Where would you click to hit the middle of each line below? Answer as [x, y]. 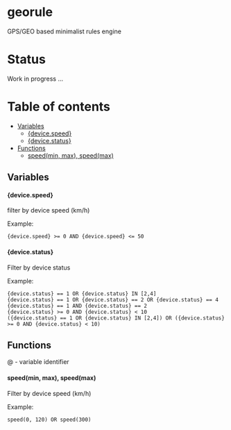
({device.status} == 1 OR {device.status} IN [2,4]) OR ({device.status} [116, 318]
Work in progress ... [35, 78]
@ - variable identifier [38, 362]
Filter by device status [39, 267]
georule [30, 12]
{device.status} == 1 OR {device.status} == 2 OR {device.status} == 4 [113, 299]
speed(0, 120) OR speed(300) [49, 420]
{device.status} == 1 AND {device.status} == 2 [77, 306]
